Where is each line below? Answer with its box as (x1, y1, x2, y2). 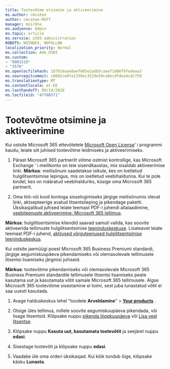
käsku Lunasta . (12, 359, 46, 365)
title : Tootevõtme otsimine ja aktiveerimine (5, 7, 103, 13)
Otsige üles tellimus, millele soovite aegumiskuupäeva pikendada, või (12, 308, 157, 314)
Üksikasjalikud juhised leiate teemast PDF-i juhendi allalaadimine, (12, 205, 149, 211)
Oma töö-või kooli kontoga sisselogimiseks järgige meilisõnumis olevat (12, 194, 161, 200)
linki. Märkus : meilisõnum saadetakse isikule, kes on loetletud (12, 168, 142, 174)
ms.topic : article (5, 31, 44, 36)
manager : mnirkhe (5, 21, 42, 27)
